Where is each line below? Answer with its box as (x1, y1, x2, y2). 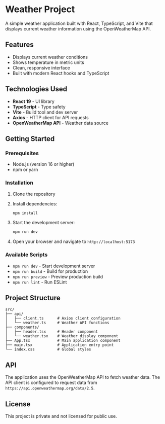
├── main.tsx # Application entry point (5, 342, 114, 348)
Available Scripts (5, 251, 48, 258)
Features (5, 41, 34, 49)
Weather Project (5, 4, 75, 15)
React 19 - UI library (12, 98, 54, 104)
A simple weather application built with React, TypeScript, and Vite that (5, 20, 153, 26)
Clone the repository (12, 191, 56, 197)
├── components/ (5, 325, 39, 330)
